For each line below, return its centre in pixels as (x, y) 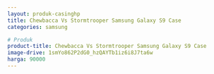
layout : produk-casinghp (44, 14)
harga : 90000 (26, 60)
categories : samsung (38, 27)
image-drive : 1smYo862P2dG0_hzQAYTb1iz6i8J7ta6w (80, 53)
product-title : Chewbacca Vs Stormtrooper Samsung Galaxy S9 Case (107, 47)
